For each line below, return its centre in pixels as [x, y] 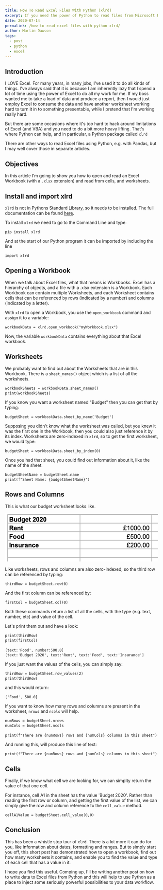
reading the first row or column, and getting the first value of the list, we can [81, 800]
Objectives [22, 164]
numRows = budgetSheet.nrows [34, 721]
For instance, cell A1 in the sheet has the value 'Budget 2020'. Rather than [79, 795]
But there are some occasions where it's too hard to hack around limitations [81, 124]
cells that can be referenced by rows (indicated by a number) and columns [80, 298]
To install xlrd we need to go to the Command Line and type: [66, 223]
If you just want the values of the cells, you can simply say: [64, 664]
